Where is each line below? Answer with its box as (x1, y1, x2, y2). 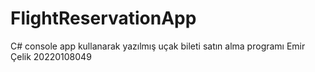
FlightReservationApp (10, 7, 197, 30)
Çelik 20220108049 (10, 50, 92, 62)
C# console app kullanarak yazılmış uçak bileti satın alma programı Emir (10, 40, 306, 52)
